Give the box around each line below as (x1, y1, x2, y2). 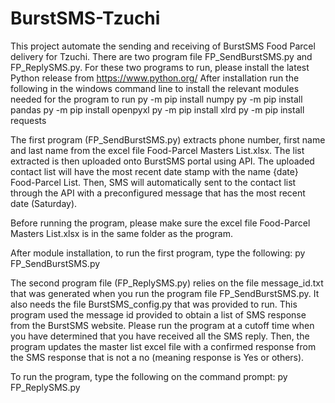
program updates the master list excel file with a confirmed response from (10, 340, 317, 352)
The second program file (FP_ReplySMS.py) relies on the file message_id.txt (10, 277, 324, 289)
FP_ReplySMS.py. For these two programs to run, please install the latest (10, 61, 310, 73)
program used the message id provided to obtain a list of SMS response (10, 308, 307, 321)
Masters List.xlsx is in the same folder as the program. (10, 227, 233, 239)
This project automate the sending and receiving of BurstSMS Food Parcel (10, 40, 316, 52)
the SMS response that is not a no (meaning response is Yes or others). (10, 351, 305, 363)
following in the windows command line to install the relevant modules (10, 82, 300, 94)
